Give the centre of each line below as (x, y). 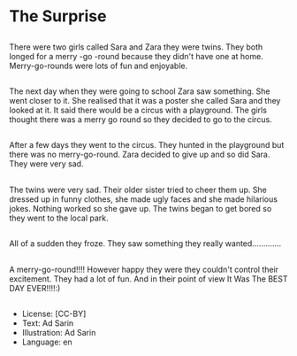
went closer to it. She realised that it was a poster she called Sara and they (145, 100)
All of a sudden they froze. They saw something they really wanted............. (145, 244)
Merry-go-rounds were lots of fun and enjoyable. (99, 66)
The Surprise (58, 16)
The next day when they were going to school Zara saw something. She (140, 91)
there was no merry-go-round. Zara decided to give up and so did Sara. (140, 155)
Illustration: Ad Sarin (59, 332)
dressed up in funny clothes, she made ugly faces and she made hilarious (144, 199)
